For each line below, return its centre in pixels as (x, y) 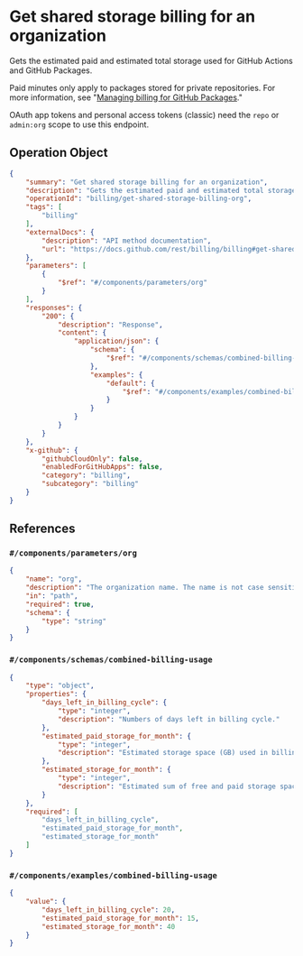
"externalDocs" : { (60, 232)
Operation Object (59, 153)
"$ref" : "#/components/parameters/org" (132, 283)
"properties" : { (56, 694)
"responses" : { (54, 308)
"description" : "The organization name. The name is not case (145, 588)
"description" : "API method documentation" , (127, 241)
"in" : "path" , (52, 596)
